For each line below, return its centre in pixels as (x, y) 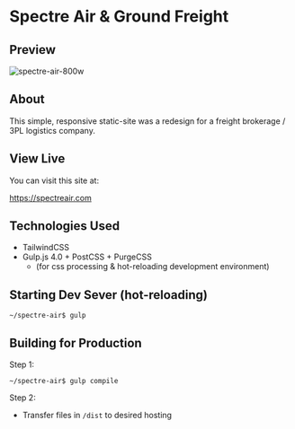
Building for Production (76, 343)
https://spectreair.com (50, 197)
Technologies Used (64, 226)
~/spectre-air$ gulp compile (64, 381)
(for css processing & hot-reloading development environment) (152, 267)
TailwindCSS (46, 248)
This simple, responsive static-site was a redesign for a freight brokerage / (147, 121)
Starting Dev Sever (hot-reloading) (109, 295)
